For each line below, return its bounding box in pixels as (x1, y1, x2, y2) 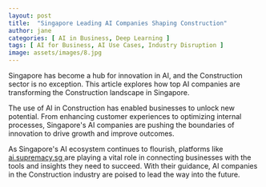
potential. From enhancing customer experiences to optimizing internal (8, 112, 242, 121)
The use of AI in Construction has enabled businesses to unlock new (8, 103, 235, 113)
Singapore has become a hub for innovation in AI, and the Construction (8, 71, 243, 80)
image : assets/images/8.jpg (8, 49, 103, 57)
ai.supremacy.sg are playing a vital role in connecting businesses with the (8, 153, 252, 162)
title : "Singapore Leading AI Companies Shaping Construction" (8, 19, 228, 27)
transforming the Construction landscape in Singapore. (8, 88, 190, 97)
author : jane (8, 26, 52, 34)
